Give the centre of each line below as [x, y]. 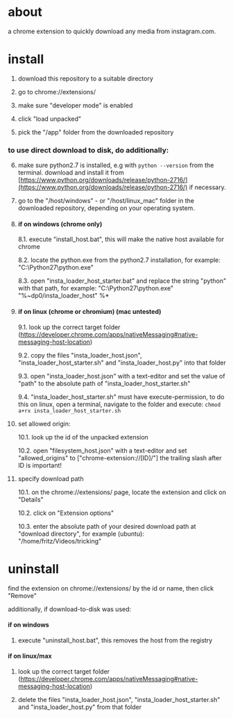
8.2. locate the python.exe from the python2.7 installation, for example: [119, 260]
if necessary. [207, 187]
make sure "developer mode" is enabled [75, 105]
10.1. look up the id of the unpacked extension [83, 437]
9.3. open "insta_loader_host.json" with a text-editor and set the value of [121, 376]
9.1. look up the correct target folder [69, 327]
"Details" [31, 499]
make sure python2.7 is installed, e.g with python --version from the [116, 165]
